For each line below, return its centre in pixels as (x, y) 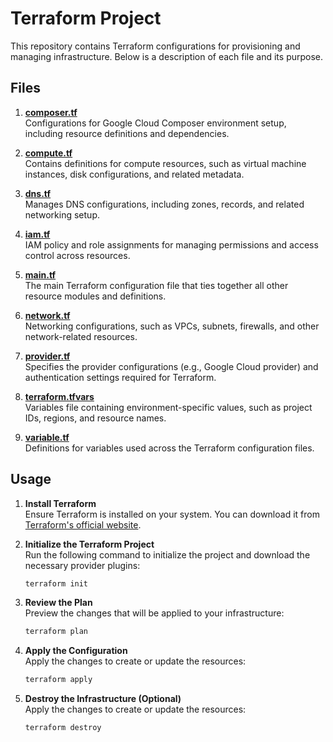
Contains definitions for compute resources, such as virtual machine (165, 163)
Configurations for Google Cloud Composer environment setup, (155, 123)
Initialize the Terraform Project (89, 544)
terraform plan (56, 632)
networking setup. (62, 214)
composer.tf (51, 112)
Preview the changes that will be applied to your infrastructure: (154, 613)
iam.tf (37, 234)
